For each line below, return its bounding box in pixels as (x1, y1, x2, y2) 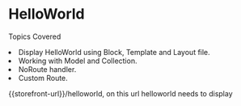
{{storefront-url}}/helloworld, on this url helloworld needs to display (8, 88, 233, 98)
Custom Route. (19, 73, 69, 83)
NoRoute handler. (19, 64, 77, 74)
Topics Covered (8, 32, 61, 41)
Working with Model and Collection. (19, 56, 137, 66)
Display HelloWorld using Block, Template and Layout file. (19, 47, 210, 57)
